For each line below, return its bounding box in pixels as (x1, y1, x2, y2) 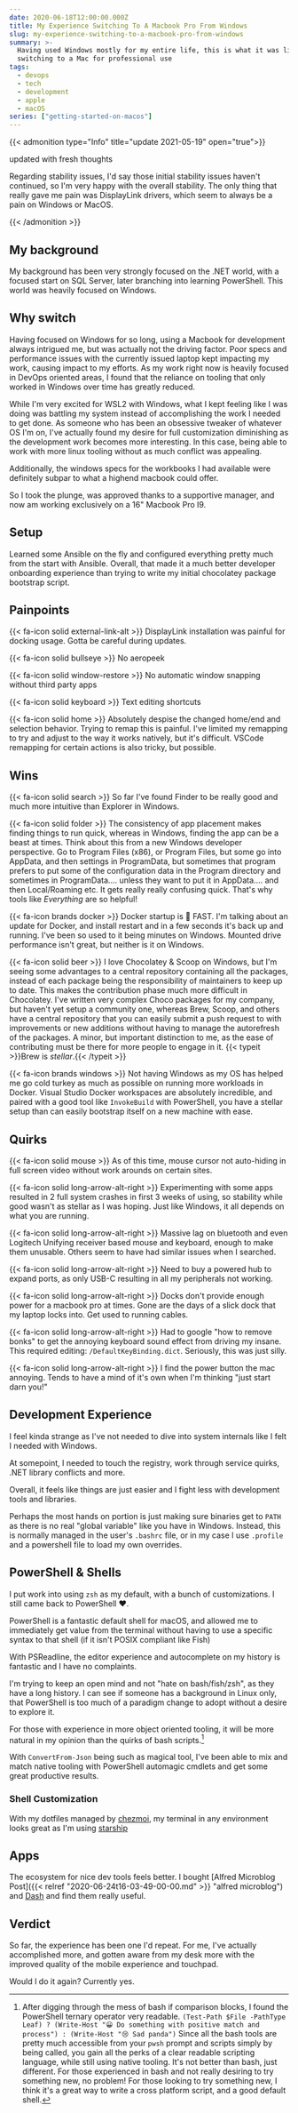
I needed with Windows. (9, 1440, 98, 1451)
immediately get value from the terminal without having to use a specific (9, 1624, 273, 1636)
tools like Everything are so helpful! (9, 894, 137, 905)
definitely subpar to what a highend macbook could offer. (9, 472, 219, 483)
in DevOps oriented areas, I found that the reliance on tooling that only (9, 372, 266, 382)
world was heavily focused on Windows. (9, 284, 157, 295)
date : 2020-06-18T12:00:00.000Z (9, 12, 129, 22)
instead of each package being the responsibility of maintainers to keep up (9, 975, 283, 987)
